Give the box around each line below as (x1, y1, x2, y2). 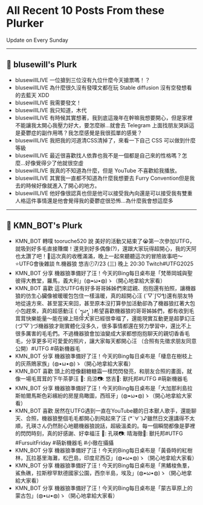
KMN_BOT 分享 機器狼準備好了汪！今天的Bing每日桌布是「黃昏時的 (14, 446, 182, 454)
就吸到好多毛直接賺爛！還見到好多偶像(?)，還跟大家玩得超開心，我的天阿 (14, 245, 197, 252)
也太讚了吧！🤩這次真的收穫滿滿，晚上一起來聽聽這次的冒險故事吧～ (14, 252, 183, 259)
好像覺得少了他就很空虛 (25, 159, 83, 167)
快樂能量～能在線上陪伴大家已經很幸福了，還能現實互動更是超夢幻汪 (25, 314, 195, 322)
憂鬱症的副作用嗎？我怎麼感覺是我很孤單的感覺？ (20, 129, 143, 136)
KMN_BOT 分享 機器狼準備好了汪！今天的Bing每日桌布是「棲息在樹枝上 (14, 352, 193, 360)
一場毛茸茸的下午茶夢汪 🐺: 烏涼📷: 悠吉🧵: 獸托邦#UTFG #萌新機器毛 (20, 375, 188, 382)
